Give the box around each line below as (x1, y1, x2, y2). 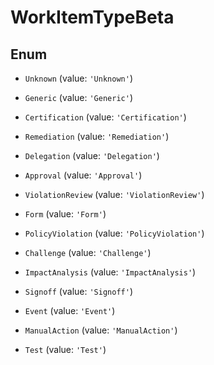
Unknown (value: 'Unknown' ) (24, 72, 133, 84)
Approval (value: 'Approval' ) (24, 169, 143, 181)
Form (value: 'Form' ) (24, 208, 107, 220)
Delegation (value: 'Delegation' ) (24, 150, 160, 161)
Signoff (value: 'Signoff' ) (24, 286, 133, 297)
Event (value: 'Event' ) (24, 305, 116, 316)
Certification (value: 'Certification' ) (24, 111, 187, 123)
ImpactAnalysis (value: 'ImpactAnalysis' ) (24, 266, 197, 278)
